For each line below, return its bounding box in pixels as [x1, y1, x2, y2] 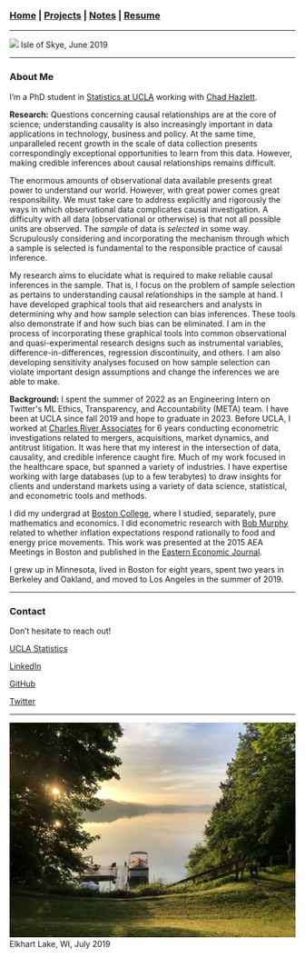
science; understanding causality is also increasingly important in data [9, 118, 273, 129]
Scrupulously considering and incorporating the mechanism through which [9, 233, 290, 244]
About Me [9, 71, 54, 84]
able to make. [9, 375, 61, 386]
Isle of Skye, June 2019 [20, 39, 108, 50]
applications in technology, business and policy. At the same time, [9, 128, 256, 139]
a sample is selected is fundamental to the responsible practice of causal [9, 242, 283, 254]
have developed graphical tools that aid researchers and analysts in [9, 298, 262, 309]
